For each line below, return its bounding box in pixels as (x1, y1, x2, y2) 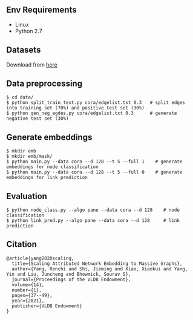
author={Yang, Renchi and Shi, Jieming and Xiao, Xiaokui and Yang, (11, 266, 188, 272)
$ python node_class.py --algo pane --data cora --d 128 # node (6, 207, 180, 214)
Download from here (6, 60, 57, 68)
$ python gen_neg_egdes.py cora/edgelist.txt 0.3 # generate (6, 110, 177, 117)
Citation (6, 239, 38, 250)
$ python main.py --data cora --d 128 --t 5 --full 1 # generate (6, 158, 183, 165)
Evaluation (6, 191, 47, 201)
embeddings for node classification (6, 164, 99, 170)
